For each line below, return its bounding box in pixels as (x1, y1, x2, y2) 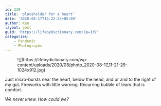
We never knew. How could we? (5, 96, 69, 102)
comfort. (5, 87, 22, 92)
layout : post (5, 25, 32, 30)
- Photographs (14, 43, 42, 48)
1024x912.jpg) (17, 67, 46, 73)
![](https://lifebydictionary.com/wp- (17, 56, 88, 62)
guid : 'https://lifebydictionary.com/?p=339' (5, 30, 99, 35)
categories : (5, 35, 29, 39)
